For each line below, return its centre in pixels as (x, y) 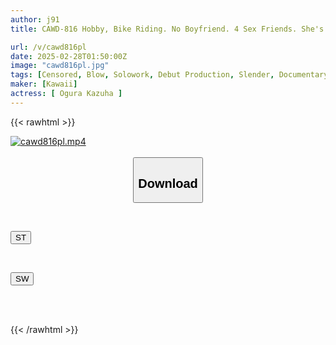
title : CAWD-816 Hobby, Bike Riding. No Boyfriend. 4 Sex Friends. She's (167, 29)
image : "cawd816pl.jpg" (60, 66)
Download (168, 183)
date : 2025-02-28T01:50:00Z (69, 56)
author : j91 (35, 19)
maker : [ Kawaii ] (44, 84)
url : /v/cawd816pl (48, 47)
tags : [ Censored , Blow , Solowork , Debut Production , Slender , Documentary (169, 75)
